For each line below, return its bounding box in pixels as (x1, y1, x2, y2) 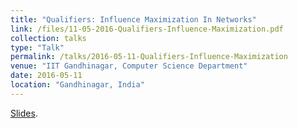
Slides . (10, 107, 38, 119)
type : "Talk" (10, 42, 65, 53)
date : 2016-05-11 (10, 71, 83, 81)
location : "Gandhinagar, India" (10, 80, 145, 90)
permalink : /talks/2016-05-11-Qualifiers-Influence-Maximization (10, 52, 288, 62)
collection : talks (10, 33, 87, 43)
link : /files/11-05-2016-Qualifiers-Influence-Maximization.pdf (10, 24, 284, 34)
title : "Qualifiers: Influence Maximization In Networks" (10, 14, 257, 25)
